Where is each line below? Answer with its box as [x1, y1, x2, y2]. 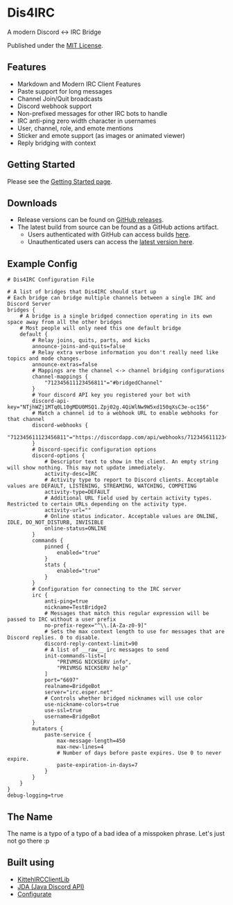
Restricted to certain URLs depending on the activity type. [7, 501, 188, 508]
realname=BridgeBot [44, 683, 101, 690]
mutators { [32, 725, 64, 732]
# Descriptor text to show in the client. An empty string [44, 458, 218, 465]
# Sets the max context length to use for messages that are [44, 628, 225, 635]
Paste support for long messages [17, 87, 112, 95]
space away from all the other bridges [7, 319, 123, 326]
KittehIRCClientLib [17, 875, 70, 884]
